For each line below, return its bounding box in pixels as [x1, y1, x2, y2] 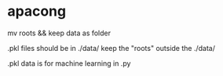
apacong [7, 2, 67, 20]
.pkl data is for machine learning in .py [7, 58, 131, 68]
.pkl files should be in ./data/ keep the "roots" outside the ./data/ [7, 43, 215, 52]
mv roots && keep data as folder [7, 28, 111, 38]
